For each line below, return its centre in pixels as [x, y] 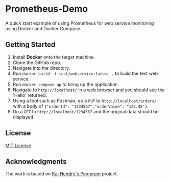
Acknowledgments [36, 161]
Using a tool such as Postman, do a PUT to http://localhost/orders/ [84, 100]
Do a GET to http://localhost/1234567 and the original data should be [86, 111]
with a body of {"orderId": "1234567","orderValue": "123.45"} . [81, 106]
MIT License [18, 145]
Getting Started [30, 45]
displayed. [23, 117]
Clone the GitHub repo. [37, 63]
